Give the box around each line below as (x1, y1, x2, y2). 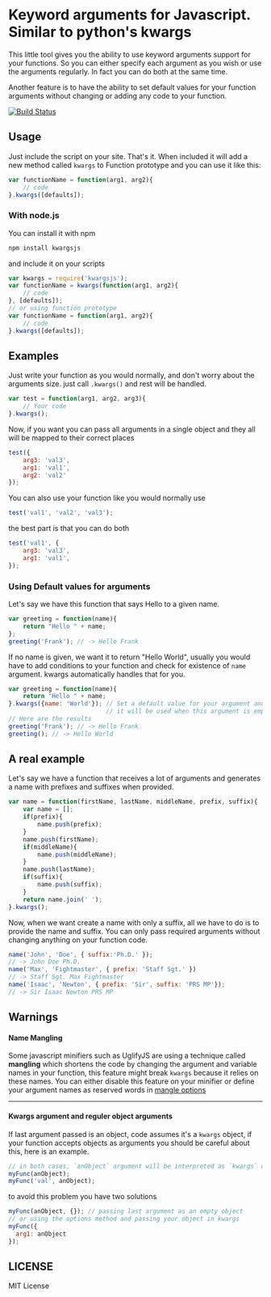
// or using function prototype (8, 305, 117, 313)
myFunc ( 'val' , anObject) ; (8, 1177, 95, 1185)
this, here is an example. (8, 1146, 90, 1156)
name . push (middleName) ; (37, 850, 117, 858)
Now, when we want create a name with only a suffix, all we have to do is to (8, 917, 260, 927)
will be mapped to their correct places (8, 432, 135, 442)
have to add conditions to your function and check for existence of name (8, 660, 246, 670)
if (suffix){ (23, 873, 63, 882)
